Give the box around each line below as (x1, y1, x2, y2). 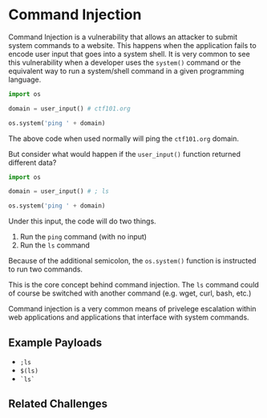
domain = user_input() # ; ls (8, 187, 110, 195)
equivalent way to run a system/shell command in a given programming (8, 66, 245, 75)
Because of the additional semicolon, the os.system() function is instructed (8, 256, 257, 266)
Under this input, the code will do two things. (8, 216, 156, 226)
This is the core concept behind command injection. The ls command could (8, 280, 259, 290)
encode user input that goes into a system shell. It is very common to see (8, 49, 250, 58)
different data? (8, 158, 57, 167)
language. (8, 74, 42, 84)
